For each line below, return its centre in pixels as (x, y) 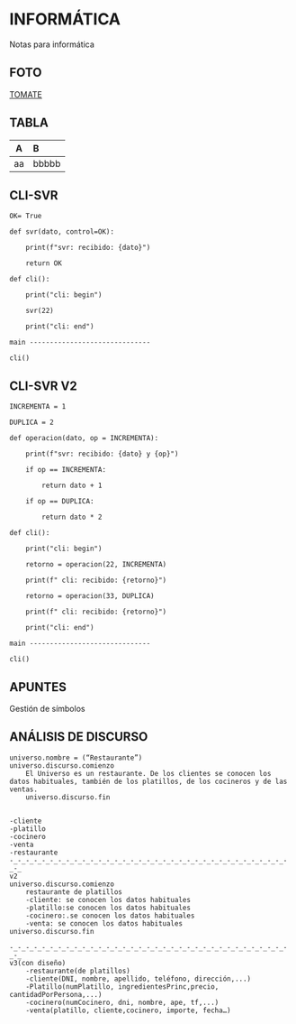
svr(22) (40, 311)
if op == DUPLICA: (60, 502)
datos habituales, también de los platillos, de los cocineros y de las (148, 781)
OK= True (26, 217)
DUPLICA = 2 (31, 423)
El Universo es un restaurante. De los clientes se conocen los (148, 773)
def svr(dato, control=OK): (62, 232)
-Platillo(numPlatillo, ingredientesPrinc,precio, (122, 987)
